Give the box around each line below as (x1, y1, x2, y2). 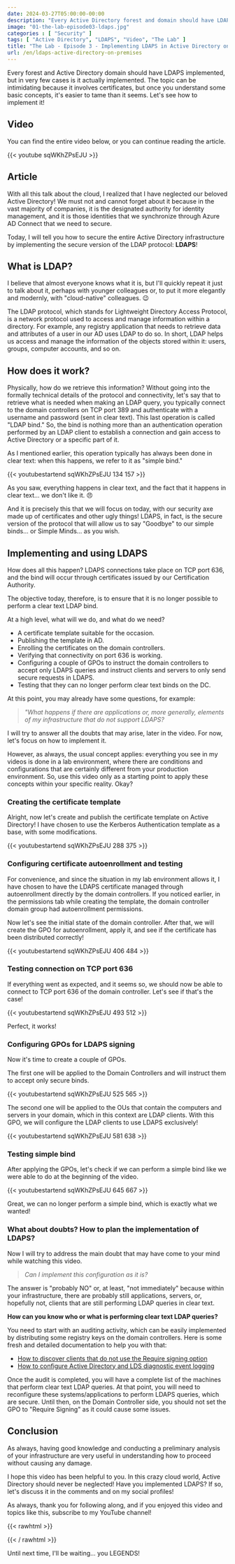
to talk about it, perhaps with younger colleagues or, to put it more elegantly (7, 286, 226, 295)
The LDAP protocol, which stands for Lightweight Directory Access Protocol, (7, 307, 228, 316)
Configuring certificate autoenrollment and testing (7, 859, 183, 868)
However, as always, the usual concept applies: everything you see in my (7, 749, 218, 758)
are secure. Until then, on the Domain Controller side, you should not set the (7, 1397, 227, 1406)
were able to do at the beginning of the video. (7, 1173, 138, 1181)
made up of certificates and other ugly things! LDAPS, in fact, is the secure (7, 512, 222, 521)
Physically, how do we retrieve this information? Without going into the (7, 383, 211, 392)
